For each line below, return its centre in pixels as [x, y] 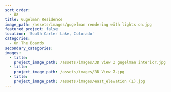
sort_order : [17, 10]
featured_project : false [31, 29]
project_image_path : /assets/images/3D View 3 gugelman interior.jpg [90, 62]
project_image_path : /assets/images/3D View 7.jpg [69, 72]
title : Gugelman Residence [34, 19]
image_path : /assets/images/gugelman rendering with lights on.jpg [79, 24]
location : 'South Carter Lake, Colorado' [50, 34]
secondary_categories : [29, 48]
